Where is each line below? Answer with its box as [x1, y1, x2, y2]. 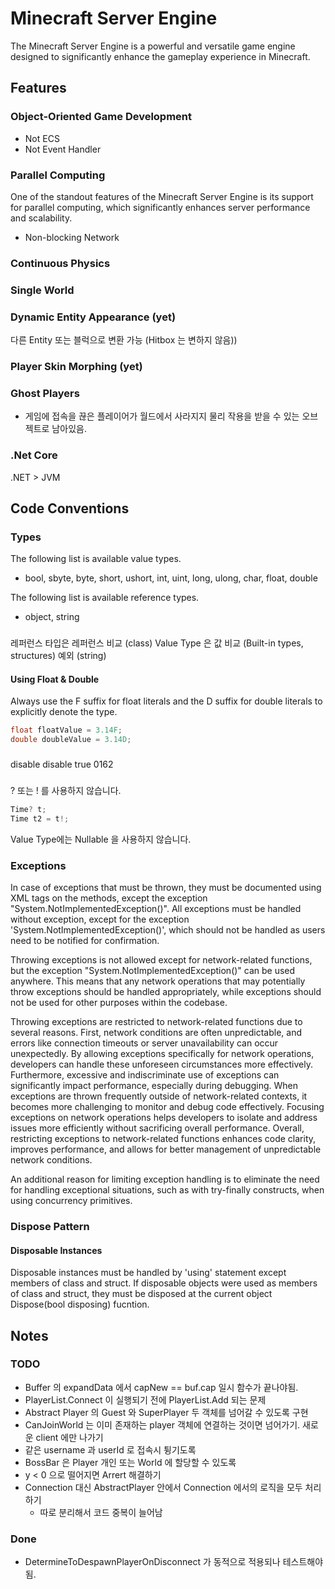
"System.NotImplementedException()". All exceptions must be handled [10, 903, 302, 915]
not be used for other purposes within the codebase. [10, 997, 228, 1009]
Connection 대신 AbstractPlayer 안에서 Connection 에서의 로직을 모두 [24, 1481, 303, 1493]
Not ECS [24, 132, 60, 144]
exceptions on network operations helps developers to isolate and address [10, 1112, 318, 1124]
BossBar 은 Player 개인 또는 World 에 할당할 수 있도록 [24, 1456, 237, 1468]
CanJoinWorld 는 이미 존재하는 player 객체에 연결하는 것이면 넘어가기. [24, 1418, 301, 1431]
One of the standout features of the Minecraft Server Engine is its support [10, 190, 314, 202]
